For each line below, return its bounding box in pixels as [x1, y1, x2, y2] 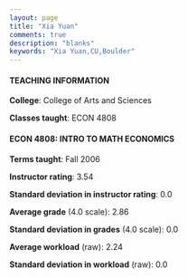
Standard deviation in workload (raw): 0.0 [9, 259, 168, 270]
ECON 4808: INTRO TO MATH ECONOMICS [9, 133, 174, 144]
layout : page [9, 13, 59, 23]
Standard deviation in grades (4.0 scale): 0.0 [9, 224, 179, 235]
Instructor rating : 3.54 [9, 171, 94, 182]
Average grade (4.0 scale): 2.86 [9, 206, 129, 217]
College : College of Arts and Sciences [9, 95, 152, 106]
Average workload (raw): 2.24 [9, 241, 124, 252]
